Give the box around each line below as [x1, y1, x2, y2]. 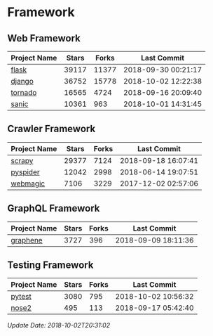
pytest [11, 292, 32, 302]
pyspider [11, 167, 40, 176]
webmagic [11, 179, 46, 188]
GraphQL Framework [7, 202, 100, 214]
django [11, 77, 34, 86]
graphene [11, 235, 43, 245]
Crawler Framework [7, 123, 96, 135]
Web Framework [7, 32, 81, 44]
